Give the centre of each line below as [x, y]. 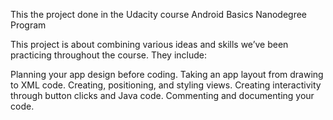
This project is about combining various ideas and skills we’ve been [149, 44]
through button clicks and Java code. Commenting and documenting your [162, 95]
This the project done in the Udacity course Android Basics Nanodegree [159, 14]
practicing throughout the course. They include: [109, 55]
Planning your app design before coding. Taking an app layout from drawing [167, 74]
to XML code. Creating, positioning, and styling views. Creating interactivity [166, 85]
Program [28, 25]
